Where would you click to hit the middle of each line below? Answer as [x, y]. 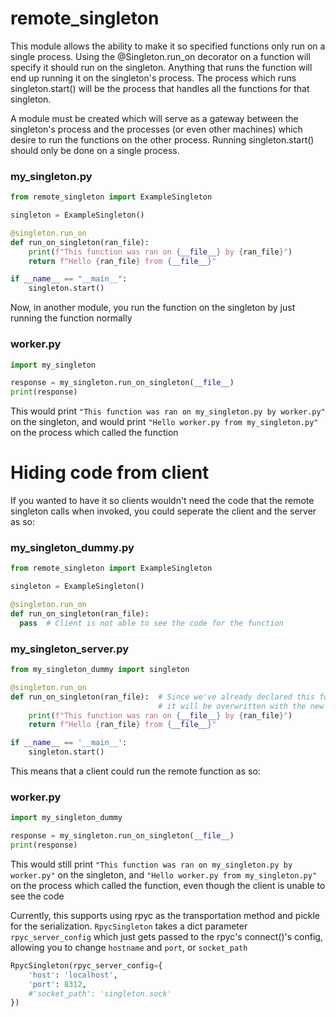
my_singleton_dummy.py [72, 548]
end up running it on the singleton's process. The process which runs [153, 78]
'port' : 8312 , [57, 984]
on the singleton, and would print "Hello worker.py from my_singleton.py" [164, 422]
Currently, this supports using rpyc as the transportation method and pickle [165, 915]
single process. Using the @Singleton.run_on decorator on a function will [160, 56]
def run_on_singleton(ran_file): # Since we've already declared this [162, 697]
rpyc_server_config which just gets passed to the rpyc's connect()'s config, [166, 936]
